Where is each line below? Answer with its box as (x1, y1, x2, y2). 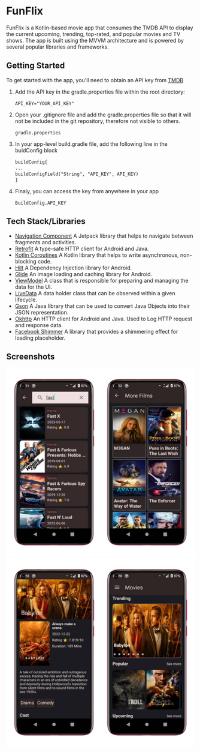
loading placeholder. (14, 334, 66, 341)
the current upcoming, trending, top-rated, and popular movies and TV (6, 30, 181, 37)
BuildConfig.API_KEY (14, 200, 66, 206)
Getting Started (6, 61, 65, 71)
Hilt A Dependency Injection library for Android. (14, 264, 132, 271)
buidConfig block (14, 146, 58, 154)
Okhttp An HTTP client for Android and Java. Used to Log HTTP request (14, 315, 193, 322)
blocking (14, 257, 37, 265)
